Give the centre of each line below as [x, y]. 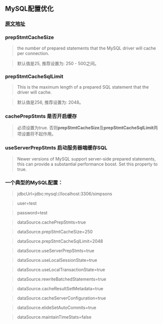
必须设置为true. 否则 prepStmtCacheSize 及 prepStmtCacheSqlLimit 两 [87, 128]
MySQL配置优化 [29, 9]
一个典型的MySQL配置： [34, 183]
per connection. [33, 53]
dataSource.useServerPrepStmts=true [56, 251]
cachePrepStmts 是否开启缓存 [41, 116]
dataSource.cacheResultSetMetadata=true [60, 288]
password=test [32, 212]
